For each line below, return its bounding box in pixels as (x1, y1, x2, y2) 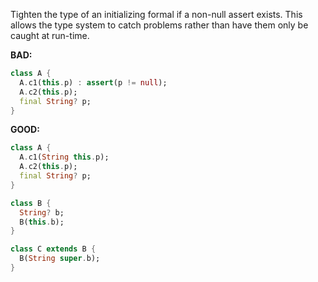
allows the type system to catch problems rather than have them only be (10, 19, 309, 31)
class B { (10, 198, 52, 208)
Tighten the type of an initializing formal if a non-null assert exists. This (10, 9, 303, 20)
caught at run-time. (10, 30, 90, 41)
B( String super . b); (19, 254, 101, 264)
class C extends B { (10, 244, 97, 254)
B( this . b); (19, 217, 65, 227)
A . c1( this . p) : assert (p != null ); (19, 77, 168, 88)
